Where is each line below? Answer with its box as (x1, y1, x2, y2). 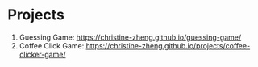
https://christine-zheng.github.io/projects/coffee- (85, 40, 251, 50)
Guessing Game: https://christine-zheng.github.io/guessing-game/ (19, 32, 242, 42)
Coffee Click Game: (19, 40, 85, 50)
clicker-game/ (19, 49, 66, 59)
